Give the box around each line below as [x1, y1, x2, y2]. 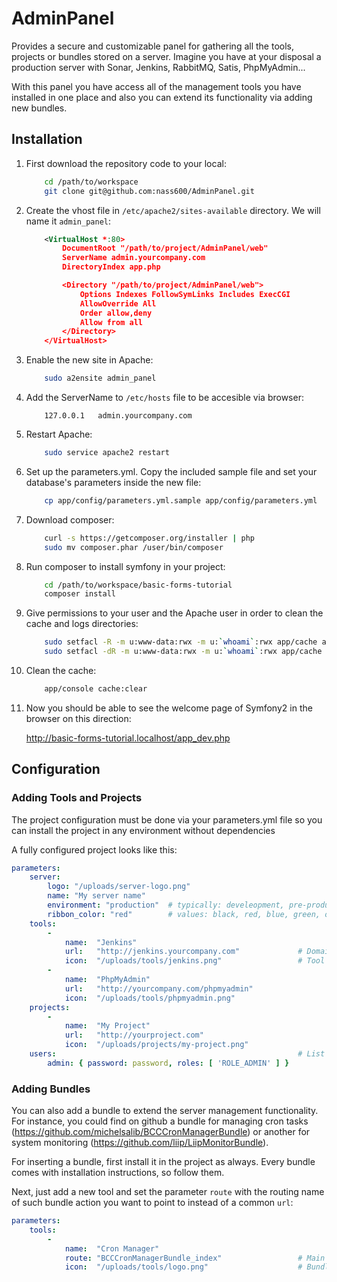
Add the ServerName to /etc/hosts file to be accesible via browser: [25, 392, 304, 403]
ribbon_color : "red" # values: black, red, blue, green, [47, 909, 321, 919]
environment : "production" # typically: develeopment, [47, 900, 285, 911]
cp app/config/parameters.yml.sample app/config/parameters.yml [44, 495, 318, 506]
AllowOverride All [79, 298, 157, 309]
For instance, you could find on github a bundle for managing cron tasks [11, 1115, 309, 1127]
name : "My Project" [64, 1021, 151, 1031]
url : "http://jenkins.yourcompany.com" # [64, 947, 303, 957]
